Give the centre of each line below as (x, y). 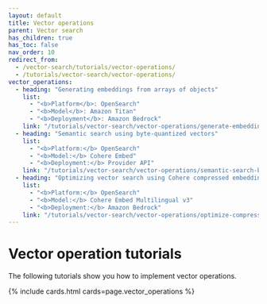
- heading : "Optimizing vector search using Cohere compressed (122, 178)
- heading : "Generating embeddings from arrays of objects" (117, 89)
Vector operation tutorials (95, 254)
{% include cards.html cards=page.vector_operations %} (101, 291)
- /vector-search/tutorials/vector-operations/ (96, 67)
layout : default (35, 15)
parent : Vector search (46, 30)
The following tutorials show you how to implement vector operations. (122, 276)
